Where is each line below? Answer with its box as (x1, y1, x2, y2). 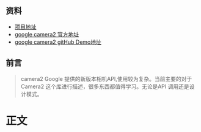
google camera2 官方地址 (14, 30, 79, 38)
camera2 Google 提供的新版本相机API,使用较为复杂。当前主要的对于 (20, 75, 192, 82)
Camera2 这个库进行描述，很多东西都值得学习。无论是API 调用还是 (20, 83, 190, 90)
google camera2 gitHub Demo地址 (14, 38, 101, 46)
